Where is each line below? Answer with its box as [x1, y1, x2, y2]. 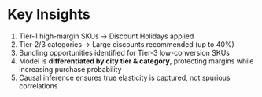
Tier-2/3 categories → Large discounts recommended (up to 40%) [18, 39, 235, 48]
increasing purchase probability [18, 64, 122, 74]
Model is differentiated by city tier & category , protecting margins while [18, 56, 254, 66]
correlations [18, 81, 58, 91]
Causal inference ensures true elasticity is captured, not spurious [18, 73, 231, 82]
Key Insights [7, 5, 91, 23]
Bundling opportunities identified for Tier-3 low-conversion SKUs [18, 48, 230, 57]
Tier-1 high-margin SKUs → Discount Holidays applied [18, 31, 194, 41]
